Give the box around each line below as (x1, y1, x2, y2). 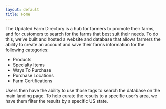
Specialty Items (12, 62, 45, 68)
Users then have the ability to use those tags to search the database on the (5, 87, 160, 93)
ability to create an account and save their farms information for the (5, 41, 145, 47)
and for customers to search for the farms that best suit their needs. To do (5, 31, 159, 37)
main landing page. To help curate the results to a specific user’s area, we (5, 93, 158, 99)
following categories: (5, 47, 49, 53)
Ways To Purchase (12, 67, 51, 73)
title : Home (5, 12, 30, 17)
